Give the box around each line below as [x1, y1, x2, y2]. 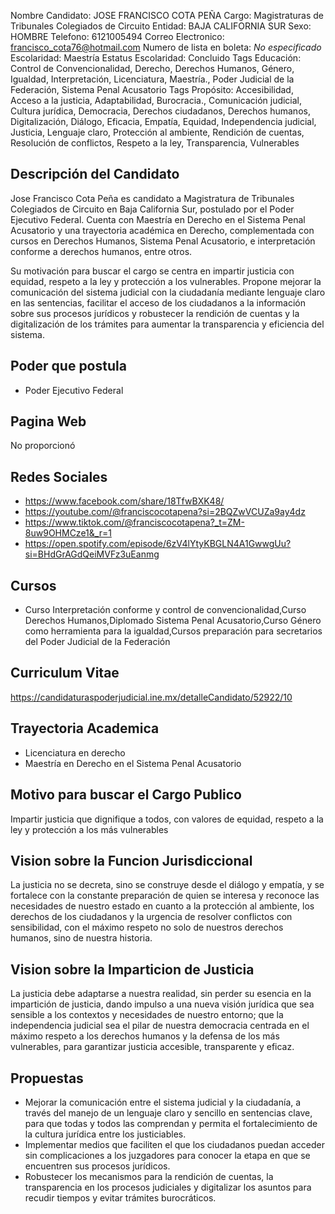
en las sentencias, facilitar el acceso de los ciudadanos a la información [10, 296, 307, 309]
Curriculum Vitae [10, 665, 120, 682]
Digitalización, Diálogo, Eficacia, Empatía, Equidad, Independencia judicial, [10, 116, 317, 127]
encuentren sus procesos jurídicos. [24, 1160, 171, 1172]
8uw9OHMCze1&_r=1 [24, 527, 112, 539]
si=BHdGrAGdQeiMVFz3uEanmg [24, 548, 160, 560]
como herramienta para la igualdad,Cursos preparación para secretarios [24, 625, 323, 637]
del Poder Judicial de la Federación [24, 636, 171, 648]
